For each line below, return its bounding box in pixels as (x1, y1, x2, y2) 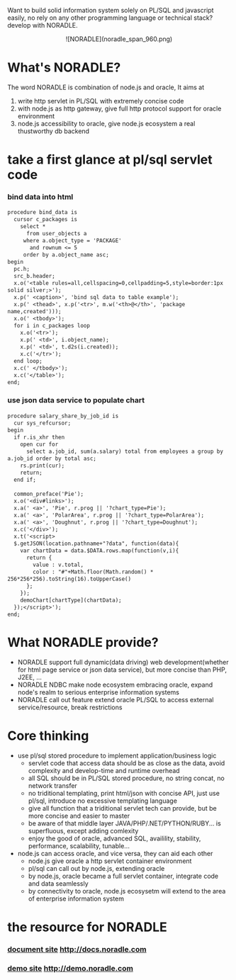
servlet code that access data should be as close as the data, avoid (28, 758, 225, 767)
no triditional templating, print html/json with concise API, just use (28, 789, 220, 797)
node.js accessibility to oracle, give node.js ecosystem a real (17, 119, 196, 128)
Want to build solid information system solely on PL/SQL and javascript (7, 6, 214, 14)
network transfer (28, 781, 78, 789)
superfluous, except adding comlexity (28, 826, 139, 835)
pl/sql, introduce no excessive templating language (28, 796, 177, 805)
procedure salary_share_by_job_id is (7, 412, 119, 419)
